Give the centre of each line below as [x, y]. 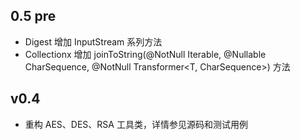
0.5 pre [33, 16]
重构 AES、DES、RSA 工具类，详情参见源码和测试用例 [136, 124]
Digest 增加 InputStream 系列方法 [93, 41]
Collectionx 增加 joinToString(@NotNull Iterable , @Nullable [145, 54]
